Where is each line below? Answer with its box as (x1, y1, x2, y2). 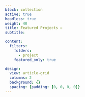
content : (5, 39, 23, 44)
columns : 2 (9, 75, 32, 80)
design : (5, 66, 21, 71)
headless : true (5, 16, 36, 21)
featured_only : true (14, 57, 56, 62)
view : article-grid (9, 71, 50, 76)
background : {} (9, 80, 41, 85)
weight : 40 (5, 21, 28, 26)
